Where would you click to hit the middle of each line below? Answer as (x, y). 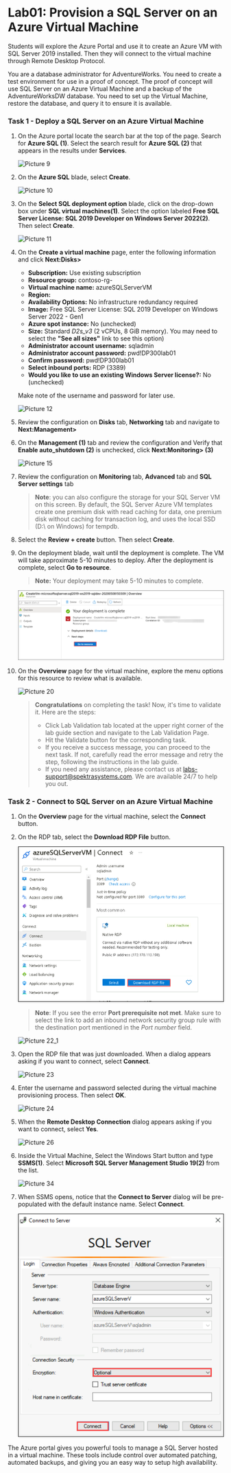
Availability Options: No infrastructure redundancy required (113, 302)
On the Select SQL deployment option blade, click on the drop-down (115, 204)
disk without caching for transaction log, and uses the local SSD (125, 519)
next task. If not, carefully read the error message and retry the (134, 755)
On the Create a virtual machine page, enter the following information (117, 253)
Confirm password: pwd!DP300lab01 (81, 360)
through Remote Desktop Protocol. (57, 60)
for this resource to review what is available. (80, 678)
